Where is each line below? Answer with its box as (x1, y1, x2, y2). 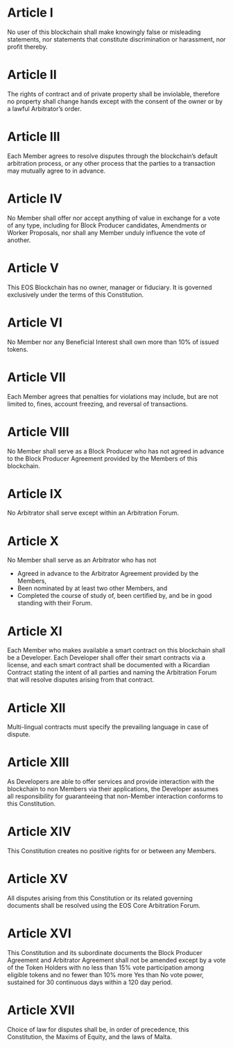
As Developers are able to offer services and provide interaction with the (7, 778, 215, 786)
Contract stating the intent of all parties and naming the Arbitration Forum (7, 668, 217, 677)
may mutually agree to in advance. (7, 166, 106, 175)
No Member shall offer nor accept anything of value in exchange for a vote (7, 214, 221, 222)
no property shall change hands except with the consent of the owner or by (7, 97, 223, 105)
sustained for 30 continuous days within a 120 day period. (7, 978, 173, 986)
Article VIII (7, 424, 69, 440)
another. (7, 236, 31, 244)
